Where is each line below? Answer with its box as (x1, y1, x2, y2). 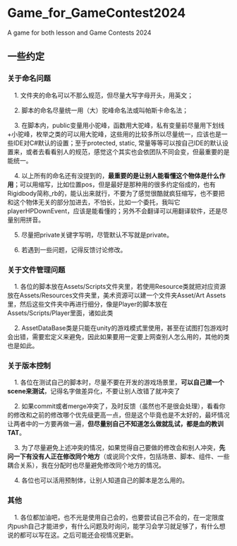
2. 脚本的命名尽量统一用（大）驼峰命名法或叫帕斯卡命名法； (13, 106, 189, 114)
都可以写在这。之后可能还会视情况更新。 (19, 530, 138, 539)
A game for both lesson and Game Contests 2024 (7, 28, 152, 37)
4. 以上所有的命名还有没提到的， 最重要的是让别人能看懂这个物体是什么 (13, 171, 220, 179)
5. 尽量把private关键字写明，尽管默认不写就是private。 (13, 230, 173, 239)
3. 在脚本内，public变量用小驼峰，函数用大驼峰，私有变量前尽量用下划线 (13, 121, 225, 129)
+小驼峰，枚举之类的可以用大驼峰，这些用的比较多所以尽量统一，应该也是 (7, 129, 222, 138)
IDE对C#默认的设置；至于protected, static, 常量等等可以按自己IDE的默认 (13, 138, 223, 147)
